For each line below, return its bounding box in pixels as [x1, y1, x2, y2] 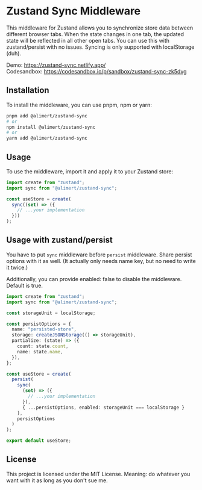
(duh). [6, 49, 22, 57]
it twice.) [6, 264, 28, 271]
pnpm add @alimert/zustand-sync [6, 113, 87, 119]
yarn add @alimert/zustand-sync [6, 135, 87, 141]
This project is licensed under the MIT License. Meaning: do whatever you [6, 470, 191, 477]
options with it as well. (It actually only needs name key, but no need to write [6, 257, 196, 264]
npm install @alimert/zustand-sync [6, 124, 96, 130]
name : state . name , [17, 349, 63, 355]
